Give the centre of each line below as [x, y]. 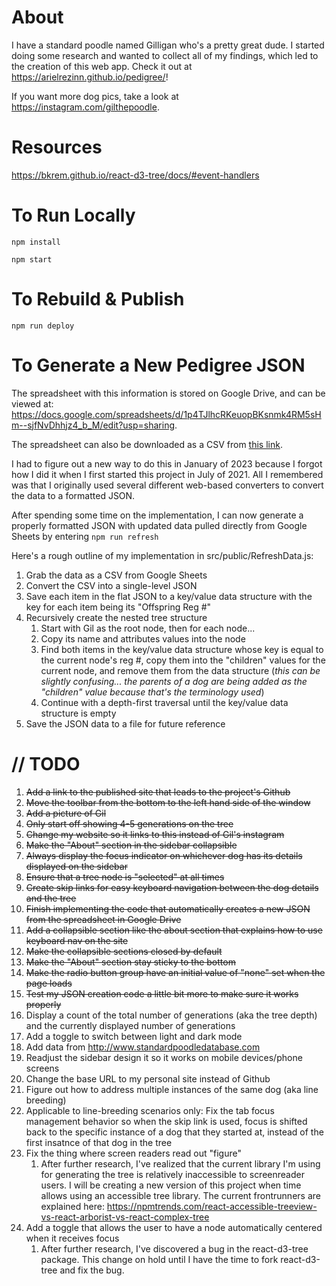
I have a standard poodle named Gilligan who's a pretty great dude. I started [168, 45]
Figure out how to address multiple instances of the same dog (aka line [172, 1089]
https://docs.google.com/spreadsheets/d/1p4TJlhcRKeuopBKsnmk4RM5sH [166, 414]
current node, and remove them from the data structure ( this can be [180, 670]
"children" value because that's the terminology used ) [152, 692]
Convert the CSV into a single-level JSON [111, 585]
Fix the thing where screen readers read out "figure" [133, 1153]
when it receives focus [72, 1238]
